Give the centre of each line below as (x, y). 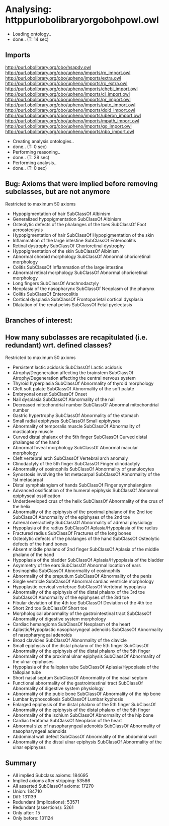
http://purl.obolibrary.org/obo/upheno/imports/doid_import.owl (70, 110)
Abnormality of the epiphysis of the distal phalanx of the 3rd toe (79, 592)
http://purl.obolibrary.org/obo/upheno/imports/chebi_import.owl (71, 89)
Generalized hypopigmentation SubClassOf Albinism (67, 219)
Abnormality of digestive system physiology (58, 688)
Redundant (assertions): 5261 (43, 807)
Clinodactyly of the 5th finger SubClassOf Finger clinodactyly (76, 463)
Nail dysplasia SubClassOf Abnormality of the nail (64, 399)
